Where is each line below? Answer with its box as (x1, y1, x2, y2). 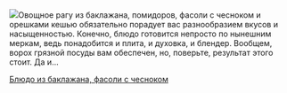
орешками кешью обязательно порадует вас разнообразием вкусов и (9, 19, 279, 29)
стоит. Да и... (9, 57, 60, 67)
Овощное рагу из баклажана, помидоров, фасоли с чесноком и (18, 10, 261, 20)
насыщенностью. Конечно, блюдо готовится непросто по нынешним (9, 28, 272, 39)
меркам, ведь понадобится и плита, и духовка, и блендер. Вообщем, (9, 38, 273, 48)
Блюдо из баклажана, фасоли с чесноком (9, 74, 169, 84)
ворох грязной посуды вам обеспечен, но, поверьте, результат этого (9, 48, 274, 58)
